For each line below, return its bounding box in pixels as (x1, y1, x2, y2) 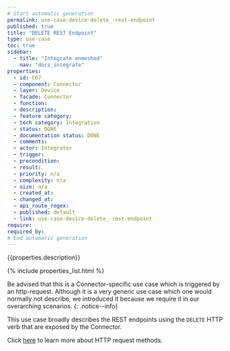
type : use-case (7, 36, 51, 43)
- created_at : (13, 190, 54, 197)
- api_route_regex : (13, 203, 70, 210)
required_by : (7, 228, 45, 235)
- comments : (13, 139, 48, 146)
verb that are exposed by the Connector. (7, 323, 123, 331)
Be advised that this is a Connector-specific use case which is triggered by (7, 280, 220, 288)
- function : (13, 100, 48, 107)
